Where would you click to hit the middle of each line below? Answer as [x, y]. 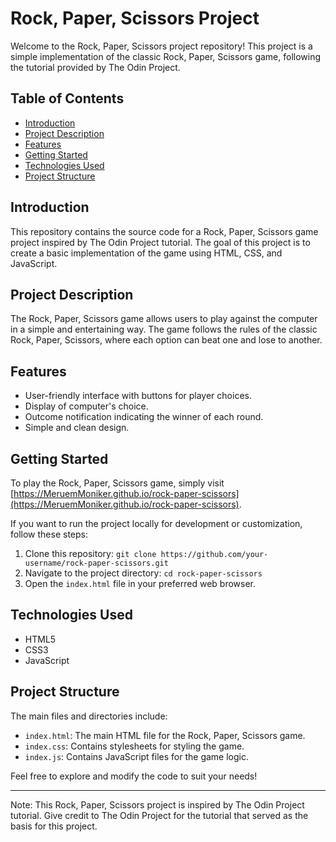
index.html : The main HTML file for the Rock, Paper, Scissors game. [165, 735]
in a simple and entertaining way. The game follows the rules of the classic [164, 329]
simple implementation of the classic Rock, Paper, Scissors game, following [166, 56]
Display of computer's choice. [86, 406]
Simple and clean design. [77, 428]
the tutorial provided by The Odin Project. [95, 67]
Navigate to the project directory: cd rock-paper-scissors [143, 573]
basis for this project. [54, 826]
